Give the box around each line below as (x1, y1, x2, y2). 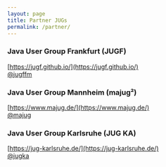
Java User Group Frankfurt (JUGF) (7, 46, 127, 56)
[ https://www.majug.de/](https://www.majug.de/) (7, 103, 150, 112)
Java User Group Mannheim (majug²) (7, 87, 137, 97)
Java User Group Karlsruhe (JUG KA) (7, 128, 136, 138)
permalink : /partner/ (7, 23, 71, 30)
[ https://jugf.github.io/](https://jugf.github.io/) (7, 62, 139, 71)
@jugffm (7, 69, 32, 78)
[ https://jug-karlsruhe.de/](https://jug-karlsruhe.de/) (7, 145, 160, 153)
